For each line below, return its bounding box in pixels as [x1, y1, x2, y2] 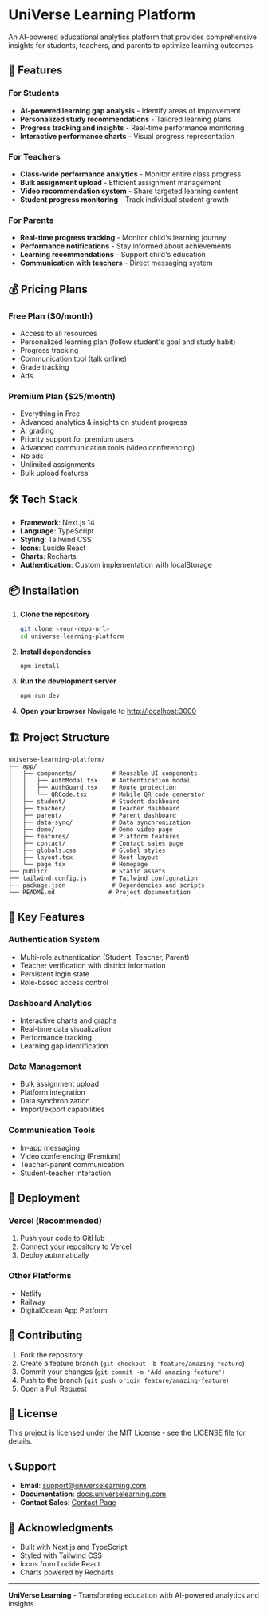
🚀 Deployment [8, 1191, 80, 1205]
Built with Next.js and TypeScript [19, 1542, 128, 1551]
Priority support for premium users [19, 434, 134, 444]
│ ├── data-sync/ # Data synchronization [8, 818, 191, 827]
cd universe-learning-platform [19, 632, 124, 640]
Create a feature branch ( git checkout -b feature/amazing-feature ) [19, 1358, 246, 1368]
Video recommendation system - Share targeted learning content [19, 186, 238, 196]
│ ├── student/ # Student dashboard [8, 798, 180, 806]
